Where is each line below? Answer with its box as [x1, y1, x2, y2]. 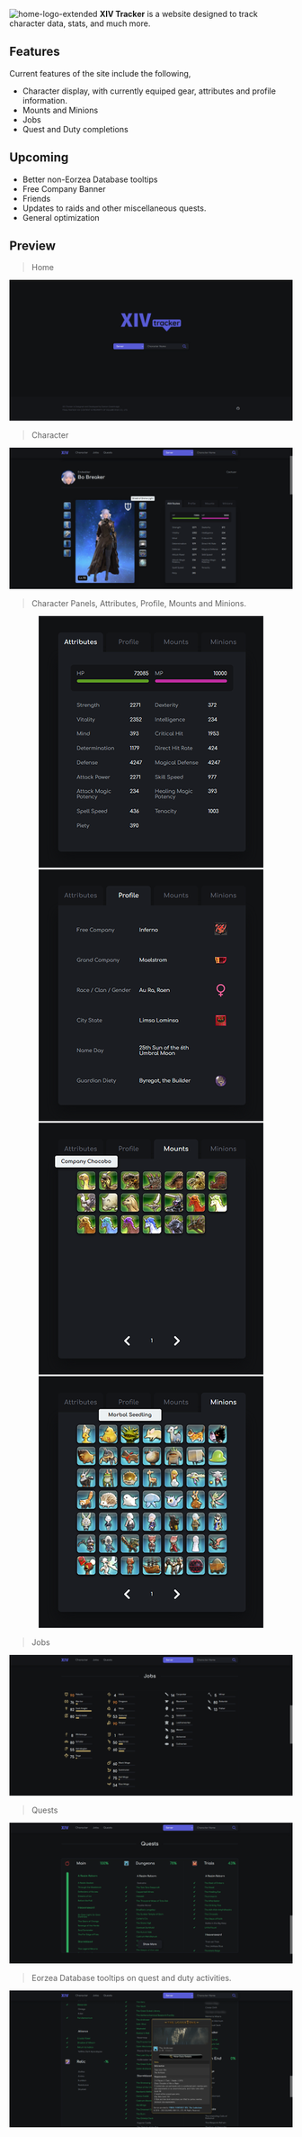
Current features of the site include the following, [9, 68, 191, 78]
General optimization [22, 212, 101, 223]
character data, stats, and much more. [9, 18, 151, 29]
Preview [9, 239, 57, 254]
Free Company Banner [22, 183, 106, 194]
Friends [22, 193, 51, 204]
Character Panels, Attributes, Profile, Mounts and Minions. [31, 597, 247, 608]
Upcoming [9, 150, 69, 166]
